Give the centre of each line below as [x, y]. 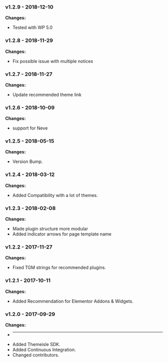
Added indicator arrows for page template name [62, 234]
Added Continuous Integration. [44, 349]
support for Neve [30, 128]
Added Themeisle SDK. [36, 344]
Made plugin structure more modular [50, 229]
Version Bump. [27, 161]
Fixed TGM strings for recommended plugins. [59, 267]
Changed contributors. [36, 355]
